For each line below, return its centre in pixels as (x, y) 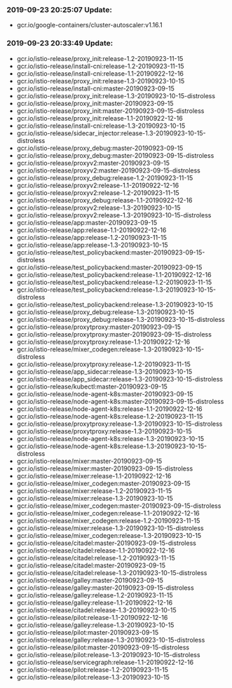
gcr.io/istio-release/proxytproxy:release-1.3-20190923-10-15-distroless (120, 424)
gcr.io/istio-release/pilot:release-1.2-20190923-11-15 (93, 669)
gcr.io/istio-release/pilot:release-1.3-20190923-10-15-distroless (108, 654)
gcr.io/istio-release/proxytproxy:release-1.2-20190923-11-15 (103, 364)
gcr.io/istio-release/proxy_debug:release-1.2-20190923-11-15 (105, 177)
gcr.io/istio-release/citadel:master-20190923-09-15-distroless (107, 543)
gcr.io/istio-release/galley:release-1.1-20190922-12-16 (95, 602)
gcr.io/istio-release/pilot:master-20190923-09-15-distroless (103, 647)
